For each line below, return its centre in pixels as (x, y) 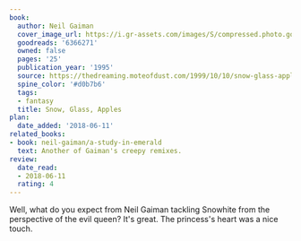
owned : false (42, 51)
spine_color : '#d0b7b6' (61, 84)
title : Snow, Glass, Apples (70, 109)
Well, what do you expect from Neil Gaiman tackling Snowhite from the (140, 210)
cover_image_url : (50, 34)
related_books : (38, 134)
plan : (19, 117)
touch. (21, 228)
